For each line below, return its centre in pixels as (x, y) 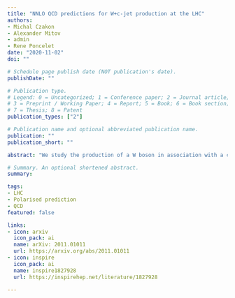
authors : (20, 20)
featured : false (31, 213)
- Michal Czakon (31, 27)
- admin (19, 40)
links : (17, 225)
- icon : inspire (31, 258)
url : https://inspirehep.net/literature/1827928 (86, 277)
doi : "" (19, 59)
